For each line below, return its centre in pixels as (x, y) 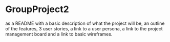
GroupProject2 (37, 9)
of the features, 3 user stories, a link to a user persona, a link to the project (84, 28)
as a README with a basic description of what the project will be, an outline (85, 23)
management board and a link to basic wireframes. (59, 34)
